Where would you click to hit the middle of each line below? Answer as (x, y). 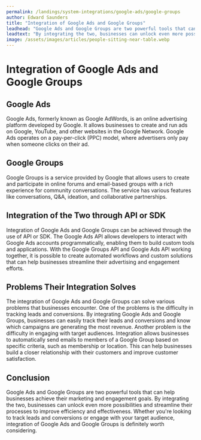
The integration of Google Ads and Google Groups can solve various (91, 301)
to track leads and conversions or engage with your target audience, (91, 418)
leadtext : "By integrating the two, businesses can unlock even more (95, 34)
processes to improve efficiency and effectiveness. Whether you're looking (99, 411)
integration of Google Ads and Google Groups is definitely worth (85, 424)
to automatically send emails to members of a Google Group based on (92, 340)
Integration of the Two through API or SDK (86, 216)
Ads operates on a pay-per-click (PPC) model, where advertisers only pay (97, 138)
